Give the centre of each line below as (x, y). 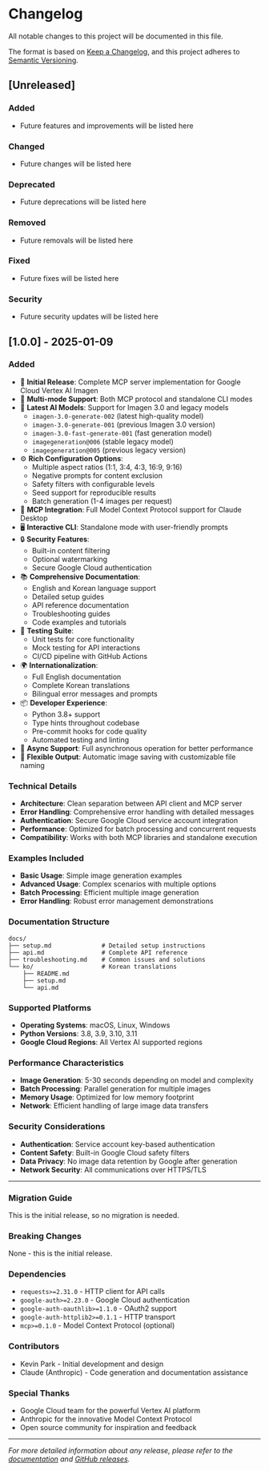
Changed (27, 147)
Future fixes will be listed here (69, 278)
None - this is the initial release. (60, 1253)
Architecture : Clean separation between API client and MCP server (131, 804)
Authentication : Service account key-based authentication (117, 1144)
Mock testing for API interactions (86, 647)
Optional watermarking (70, 559)
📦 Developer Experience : (64, 702)
